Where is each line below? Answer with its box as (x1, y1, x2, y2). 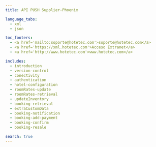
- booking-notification (10, 110, 60, 116)
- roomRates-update (10, 87, 51, 92)
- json (10, 26, 24, 31)
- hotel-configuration (10, 82, 58, 87)
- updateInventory (10, 96, 49, 102)
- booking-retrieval (10, 101, 53, 106)
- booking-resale (10, 125, 47, 130)
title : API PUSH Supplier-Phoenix (5, 7, 79, 13)
